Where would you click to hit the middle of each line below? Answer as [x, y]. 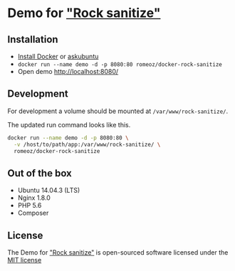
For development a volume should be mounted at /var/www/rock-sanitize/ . [118, 111]
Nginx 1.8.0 [34, 198]
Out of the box [40, 173]
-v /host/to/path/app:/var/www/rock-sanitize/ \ [87, 144]
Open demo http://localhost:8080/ [68, 71]
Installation [33, 39]
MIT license [25, 260]
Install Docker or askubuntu [58, 56]
